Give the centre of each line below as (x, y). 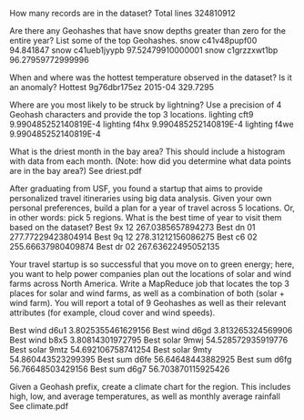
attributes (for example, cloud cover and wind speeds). (112, 312)
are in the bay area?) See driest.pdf (76, 171)
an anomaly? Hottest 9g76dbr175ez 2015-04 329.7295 (111, 87)
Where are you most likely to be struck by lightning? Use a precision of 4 (146, 105)
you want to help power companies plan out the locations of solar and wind (151, 274)
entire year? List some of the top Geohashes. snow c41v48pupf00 (133, 41)
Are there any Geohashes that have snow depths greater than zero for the (148, 31)
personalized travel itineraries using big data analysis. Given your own (141, 198)
